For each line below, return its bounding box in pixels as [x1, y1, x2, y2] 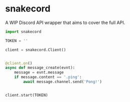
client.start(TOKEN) [5, 92, 49, 97]
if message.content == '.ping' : [14, 74, 82, 80]
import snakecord [5, 29, 42, 34]
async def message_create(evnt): [5, 65, 75, 70]
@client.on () [5, 60, 33, 65]
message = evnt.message [14, 70, 64, 75]
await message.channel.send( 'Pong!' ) [23, 79, 102, 84]
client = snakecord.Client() [5, 47, 66, 52]
